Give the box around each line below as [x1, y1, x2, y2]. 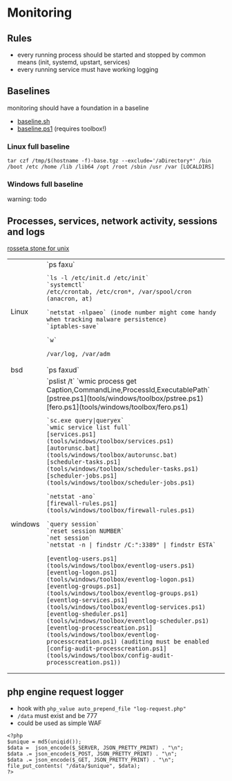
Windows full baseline [7, 180, 84, 189]
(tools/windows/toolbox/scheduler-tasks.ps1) [46, 465, 199, 473]
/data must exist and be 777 [17, 712, 98, 720]
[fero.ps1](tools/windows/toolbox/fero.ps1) [46, 402, 188, 412]
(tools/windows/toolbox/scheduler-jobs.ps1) [46, 479, 195, 487]
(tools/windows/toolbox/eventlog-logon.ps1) [46, 576, 195, 583]
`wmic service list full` [46, 424, 132, 431]
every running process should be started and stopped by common [17, 50, 206, 59]
